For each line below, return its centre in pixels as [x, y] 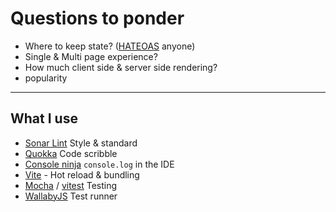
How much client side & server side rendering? [121, 67]
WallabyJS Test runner [71, 196]
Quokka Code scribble [71, 153]
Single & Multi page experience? [91, 56]
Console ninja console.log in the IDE [99, 164]
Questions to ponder [97, 18]
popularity [46, 78]
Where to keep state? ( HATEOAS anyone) [110, 46]
